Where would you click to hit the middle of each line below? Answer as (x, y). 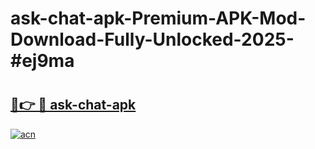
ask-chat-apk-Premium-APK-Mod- (158, 18)
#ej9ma (42, 61)
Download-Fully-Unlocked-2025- (152, 39)
